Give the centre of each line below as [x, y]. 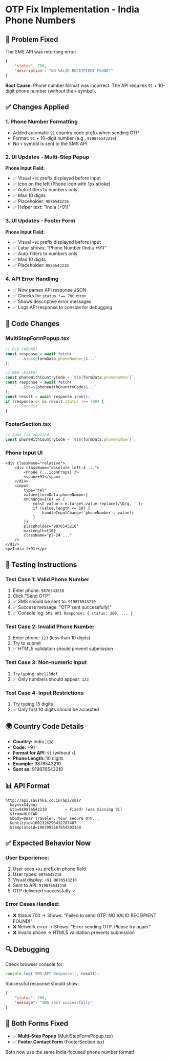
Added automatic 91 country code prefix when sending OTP [76, 133]
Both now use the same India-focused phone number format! [70, 1052]
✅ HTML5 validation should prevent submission [63, 649]
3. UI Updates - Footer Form [40, 221]
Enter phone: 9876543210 [38, 590]
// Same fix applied [27, 435]
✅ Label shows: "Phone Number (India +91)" [59, 247]
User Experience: [27, 858]
